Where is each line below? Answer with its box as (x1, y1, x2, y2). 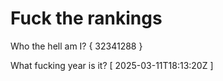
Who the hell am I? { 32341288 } (10, 40, 143, 52)
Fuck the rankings (10, 7, 163, 30)
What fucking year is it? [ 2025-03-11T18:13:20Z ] (10, 59, 214, 71)
